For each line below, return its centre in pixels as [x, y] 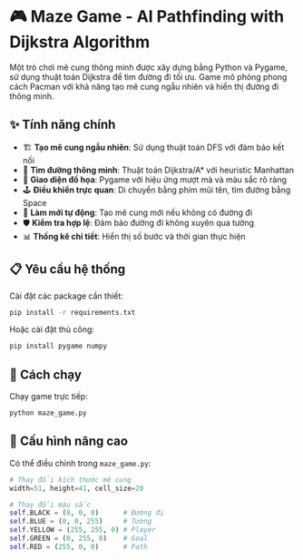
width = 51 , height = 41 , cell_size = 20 [77, 488]
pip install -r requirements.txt [73, 312]
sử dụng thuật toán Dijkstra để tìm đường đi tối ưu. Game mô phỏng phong [148, 76]
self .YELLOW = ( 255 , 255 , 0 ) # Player [83, 530]
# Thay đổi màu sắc [50, 505]
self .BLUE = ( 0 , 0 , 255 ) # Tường [81, 522]
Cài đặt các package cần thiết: [67, 296]
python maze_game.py [49, 413]
